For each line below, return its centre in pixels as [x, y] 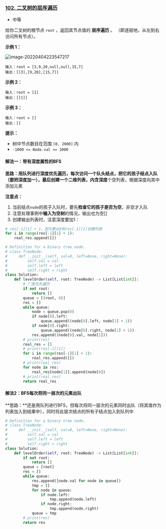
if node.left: [55, 495]
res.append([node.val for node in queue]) [76, 481]
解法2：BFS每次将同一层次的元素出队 [43, 393]
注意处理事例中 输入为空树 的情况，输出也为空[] [60, 213]
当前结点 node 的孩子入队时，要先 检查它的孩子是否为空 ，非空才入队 [80, 207]
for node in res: [41, 367]
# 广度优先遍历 [36, 284]
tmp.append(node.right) [74, 509]
